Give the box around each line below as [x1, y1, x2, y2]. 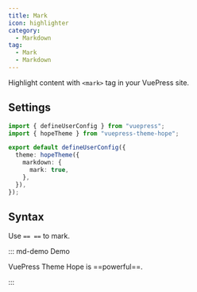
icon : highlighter [8, 19, 69, 27]
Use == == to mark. [8, 232, 70, 241]
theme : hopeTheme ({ [15, 151, 80, 159]
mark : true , [29, 166, 69, 174]
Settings [8, 101, 52, 115]
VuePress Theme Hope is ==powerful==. [8, 262, 143, 271]
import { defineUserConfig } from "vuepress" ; [8, 122, 165, 130]
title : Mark [8, 11, 48, 20]
